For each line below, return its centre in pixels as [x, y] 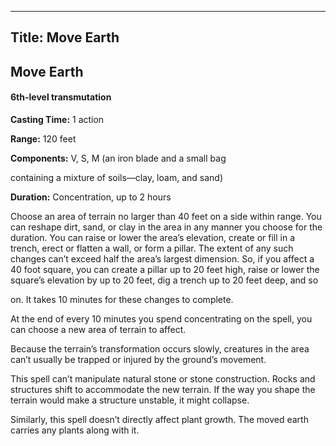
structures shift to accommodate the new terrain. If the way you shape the [163, 389]
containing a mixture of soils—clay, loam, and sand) [116, 177]
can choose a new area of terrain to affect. [98, 329]
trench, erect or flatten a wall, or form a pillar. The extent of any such [152, 248]
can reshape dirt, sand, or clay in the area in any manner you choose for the [166, 227]
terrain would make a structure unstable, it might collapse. [130, 400]
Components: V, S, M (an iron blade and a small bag [118, 158]
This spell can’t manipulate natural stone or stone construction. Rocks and [163, 378]
